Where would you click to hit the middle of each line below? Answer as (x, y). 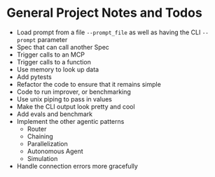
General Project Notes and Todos (104, 13)
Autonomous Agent (55, 151)
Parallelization (47, 143)
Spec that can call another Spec (63, 47)
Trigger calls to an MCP (51, 55)
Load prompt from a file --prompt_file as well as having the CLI (109, 32)
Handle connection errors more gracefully (77, 166)
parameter (53, 39)
